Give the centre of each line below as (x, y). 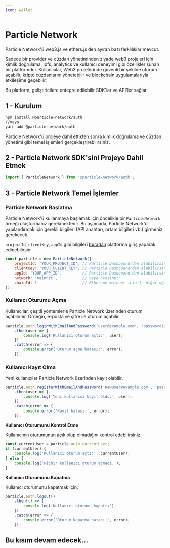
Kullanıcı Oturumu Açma (36, 300)
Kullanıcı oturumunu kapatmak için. (42, 487)
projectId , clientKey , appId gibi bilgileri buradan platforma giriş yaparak (80, 244)
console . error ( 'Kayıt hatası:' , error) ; (67, 411)
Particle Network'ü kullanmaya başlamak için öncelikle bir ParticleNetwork (83, 218)
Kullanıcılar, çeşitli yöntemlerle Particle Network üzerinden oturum (74, 311)
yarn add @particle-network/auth (40, 127)
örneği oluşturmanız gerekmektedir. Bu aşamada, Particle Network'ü (76, 224)
